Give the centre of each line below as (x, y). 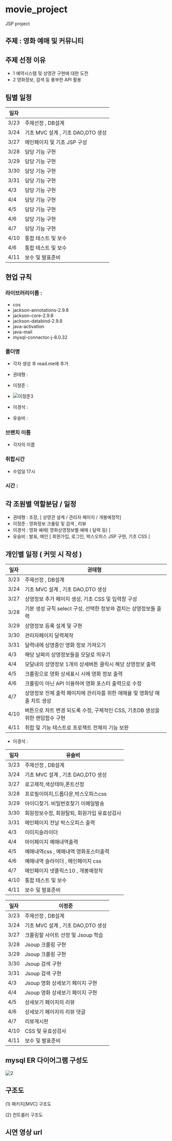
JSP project (17, 24)
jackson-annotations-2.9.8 (41, 310)
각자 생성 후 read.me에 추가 (40, 363)
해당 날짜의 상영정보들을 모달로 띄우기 (68, 655)
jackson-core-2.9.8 (33, 315)
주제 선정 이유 (26, 60)
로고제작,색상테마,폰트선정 (55, 785)
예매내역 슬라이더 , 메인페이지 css (63, 861)
